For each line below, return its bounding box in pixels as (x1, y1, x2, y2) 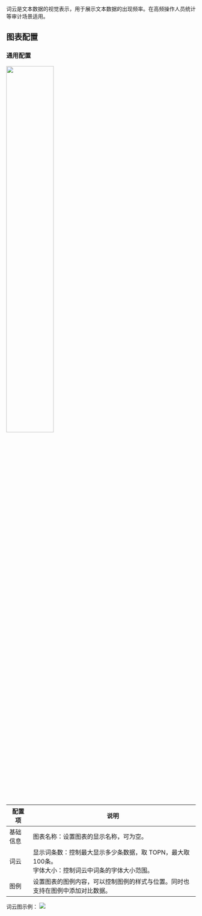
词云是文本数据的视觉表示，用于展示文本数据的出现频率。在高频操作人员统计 (6, 5, 196, 12)
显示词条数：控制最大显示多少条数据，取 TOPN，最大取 (32, 848, 190, 856)
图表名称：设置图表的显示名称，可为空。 (32, 832, 148, 840)
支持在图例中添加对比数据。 (32, 886, 112, 894)
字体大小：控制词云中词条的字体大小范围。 (32, 866, 154, 875)
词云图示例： (6, 903, 38, 910)
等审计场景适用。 (6, 13, 49, 20)
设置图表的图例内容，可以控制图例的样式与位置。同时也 (32, 877, 190, 885)
